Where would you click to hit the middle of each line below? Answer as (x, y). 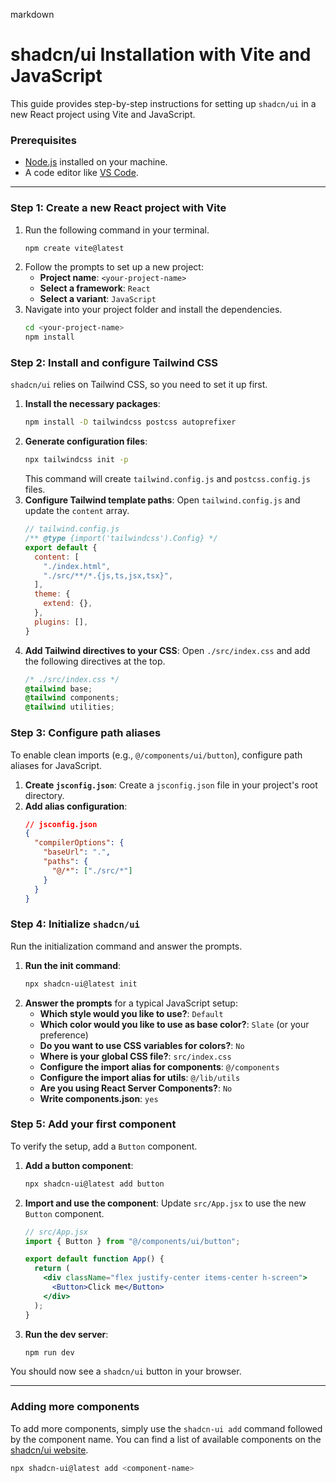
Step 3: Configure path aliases (86, 733)
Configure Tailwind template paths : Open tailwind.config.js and (162, 500)
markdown (32, 14)
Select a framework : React (95, 288)
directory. (44, 795)
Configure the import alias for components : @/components (159, 1066)
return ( (52, 1269)
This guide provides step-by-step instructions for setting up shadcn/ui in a (163, 103)
